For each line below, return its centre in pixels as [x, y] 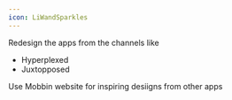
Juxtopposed [45, 69]
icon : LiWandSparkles [48, 17]
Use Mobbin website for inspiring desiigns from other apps [116, 86]
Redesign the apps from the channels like [84, 42]
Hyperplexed [45, 59]
